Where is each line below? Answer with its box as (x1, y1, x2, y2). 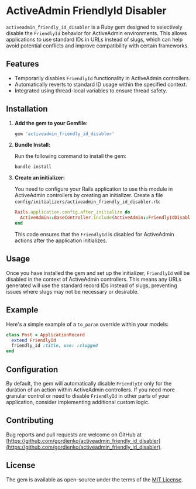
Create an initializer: (14, 174, 66, 181)
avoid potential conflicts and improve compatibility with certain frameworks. (6, 42, 189, 49)
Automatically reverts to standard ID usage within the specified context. (14, 81, 187, 88)
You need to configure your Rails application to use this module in (14, 185, 173, 192)
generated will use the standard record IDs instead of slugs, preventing (6, 282, 177, 289)
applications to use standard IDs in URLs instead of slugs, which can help (6, 36, 183, 43)
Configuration (6, 364, 59, 374)
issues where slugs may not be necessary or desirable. (6, 288, 139, 295)
